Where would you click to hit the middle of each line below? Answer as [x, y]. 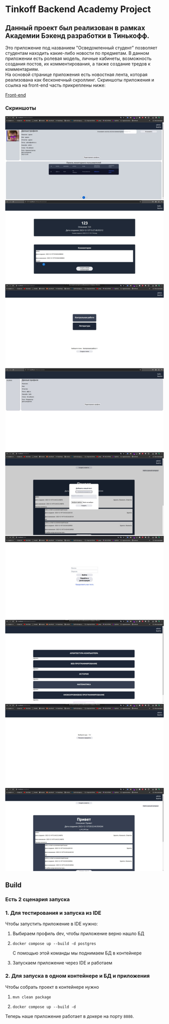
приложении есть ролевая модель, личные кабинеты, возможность [78, 58]
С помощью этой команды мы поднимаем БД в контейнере [77, 953]
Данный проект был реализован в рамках [75, 28]
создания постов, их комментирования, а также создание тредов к [78, 64]
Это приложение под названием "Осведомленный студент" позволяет [81, 48]
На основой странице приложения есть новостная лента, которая [76, 75]
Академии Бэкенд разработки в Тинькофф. [77, 35]
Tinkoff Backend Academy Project [78, 9]
